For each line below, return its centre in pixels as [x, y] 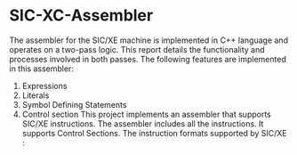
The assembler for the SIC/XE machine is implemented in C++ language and [149, 40]
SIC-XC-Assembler [81, 16]
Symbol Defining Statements [74, 104]
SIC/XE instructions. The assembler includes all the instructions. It [143, 123]
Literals [36, 95]
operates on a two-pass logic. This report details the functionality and [137, 49]
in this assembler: [41, 69]
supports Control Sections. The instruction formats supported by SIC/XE [154, 133]
